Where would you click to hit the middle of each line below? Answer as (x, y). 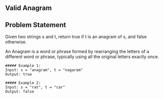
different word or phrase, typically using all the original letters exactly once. (82, 57)
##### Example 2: (23, 83)
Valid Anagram (28, 8)
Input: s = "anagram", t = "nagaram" (44, 70)
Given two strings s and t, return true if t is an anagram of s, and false (76, 37)
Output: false (20, 92)
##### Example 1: (23, 66)
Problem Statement (36, 25)
